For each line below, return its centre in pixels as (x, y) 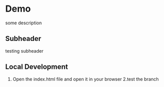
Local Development (37, 67)
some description (24, 23)
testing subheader (24, 51)
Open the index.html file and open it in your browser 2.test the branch (86, 79)
